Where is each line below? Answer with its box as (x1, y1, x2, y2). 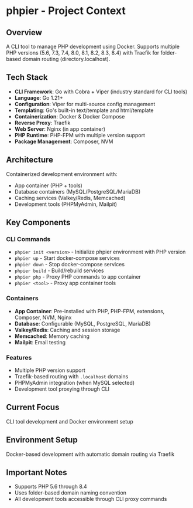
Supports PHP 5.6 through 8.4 (14, 483, 88, 490)
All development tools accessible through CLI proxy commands (14, 496, 167, 503)
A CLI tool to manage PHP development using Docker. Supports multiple (6, 43, 180, 50)
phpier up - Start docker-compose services (14, 255, 120, 262)
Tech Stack (6, 72, 48, 83)
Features (6, 353, 32, 361)
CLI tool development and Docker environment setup (6, 418, 133, 425)
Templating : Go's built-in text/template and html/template (14, 107, 154, 114)
